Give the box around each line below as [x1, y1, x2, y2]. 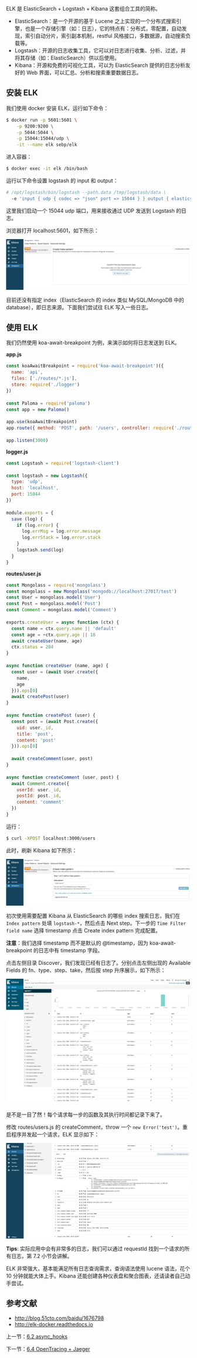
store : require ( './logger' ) [11, 382, 80, 388]
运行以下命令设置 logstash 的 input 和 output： [6, 177, 118, 184]
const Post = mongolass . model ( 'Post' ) [6, 601, 101, 607]
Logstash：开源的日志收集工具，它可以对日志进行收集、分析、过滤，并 [14, 47, 186, 54]
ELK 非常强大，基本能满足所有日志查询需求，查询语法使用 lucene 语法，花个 [6, 1265, 191, 1272]
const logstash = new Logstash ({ [6, 473, 88, 479]
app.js [6, 351, 22, 358]
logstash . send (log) [16, 547, 64, 553]
